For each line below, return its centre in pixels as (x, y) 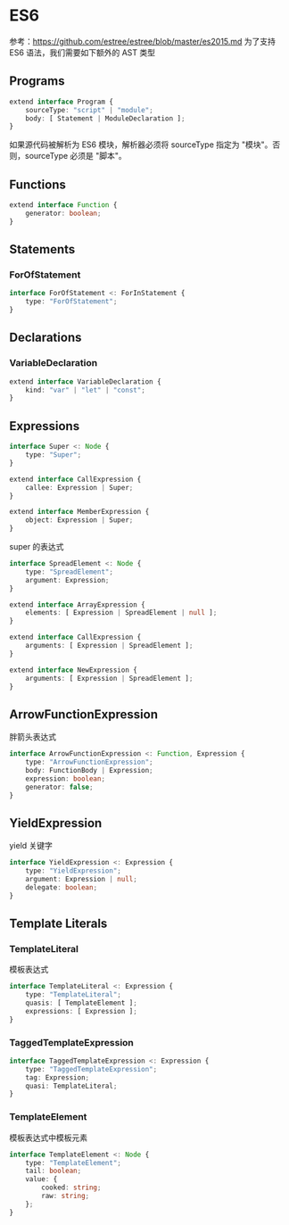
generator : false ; (59, 787)
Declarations (45, 338)
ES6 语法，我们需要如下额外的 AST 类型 (83, 52)
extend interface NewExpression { (74, 670)
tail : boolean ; (54, 1171)
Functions (38, 184)
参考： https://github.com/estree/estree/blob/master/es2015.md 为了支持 (143, 41)
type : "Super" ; (54, 455)
